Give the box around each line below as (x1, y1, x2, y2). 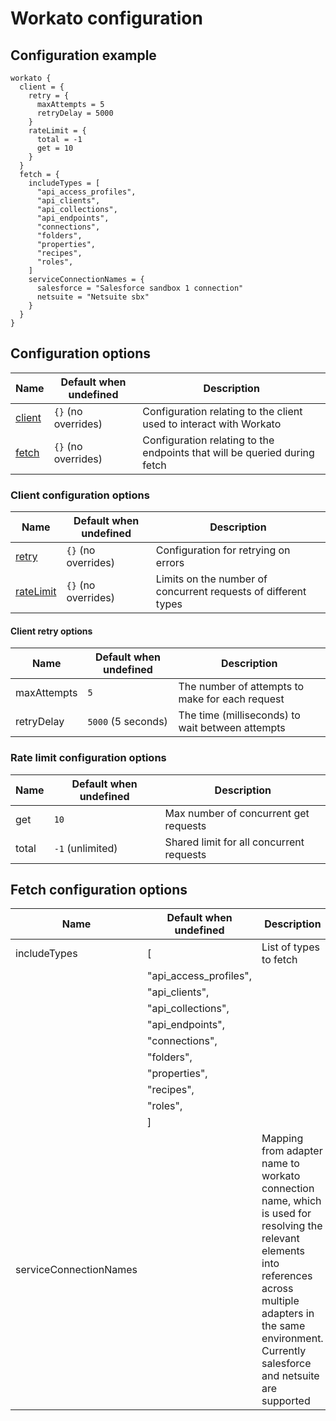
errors (155, 556, 185, 570)
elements (261, 1244, 305, 1258)
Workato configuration (10, 7, 203, 30)
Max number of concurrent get (164, 806, 310, 820)
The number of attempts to (178, 680, 305, 694)
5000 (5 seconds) (87, 715, 168, 729)
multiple (261, 1294, 300, 1308)
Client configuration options (10, 488, 150, 502)
